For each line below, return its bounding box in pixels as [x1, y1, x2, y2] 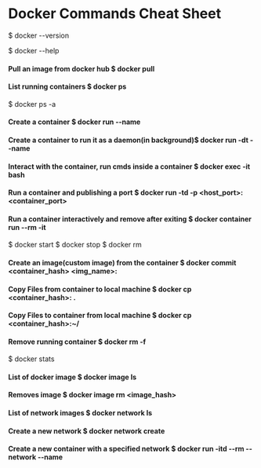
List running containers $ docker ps [8, 82, 127, 91]
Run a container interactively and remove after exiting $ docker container [8, 214, 252, 224]
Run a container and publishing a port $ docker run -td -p [8, 188, 198, 197]
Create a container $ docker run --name [8, 117, 141, 126]
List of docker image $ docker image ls [8, 372, 137, 382]
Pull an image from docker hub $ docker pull [8, 64, 155, 73]
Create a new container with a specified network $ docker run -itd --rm [8, 444, 245, 454]
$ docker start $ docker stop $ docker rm [8, 240, 143, 250]
